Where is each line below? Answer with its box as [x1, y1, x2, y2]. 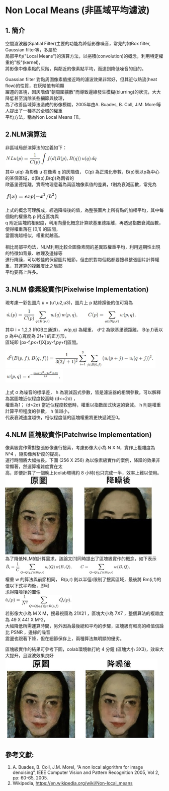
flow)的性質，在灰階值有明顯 [5, 83, 64, 89]
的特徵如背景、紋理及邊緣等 [5, 250, 63, 256]
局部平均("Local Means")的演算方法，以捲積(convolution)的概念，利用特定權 [5, 53, 163, 59]
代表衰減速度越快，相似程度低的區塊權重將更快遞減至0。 [5, 414, 123, 420]
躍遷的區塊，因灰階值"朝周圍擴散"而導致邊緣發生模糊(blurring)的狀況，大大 [5, 89, 161, 95]
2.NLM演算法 [5, 130, 47, 139]
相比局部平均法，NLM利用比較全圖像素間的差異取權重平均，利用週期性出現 [5, 244, 161, 250]
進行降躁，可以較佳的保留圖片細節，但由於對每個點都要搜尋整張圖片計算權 [5, 256, 159, 262]
